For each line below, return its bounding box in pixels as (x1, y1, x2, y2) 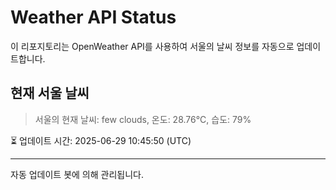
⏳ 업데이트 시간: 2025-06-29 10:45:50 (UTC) (10, 134, 192, 146)
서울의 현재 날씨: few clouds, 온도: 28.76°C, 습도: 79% (34, 113, 252, 125)
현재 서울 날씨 (10, 85, 90, 102)
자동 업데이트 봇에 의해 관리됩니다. (10, 168, 144, 180)
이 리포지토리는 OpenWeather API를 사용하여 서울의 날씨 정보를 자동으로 (10, 40, 295, 52)
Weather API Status (10, 6, 177, 29)
